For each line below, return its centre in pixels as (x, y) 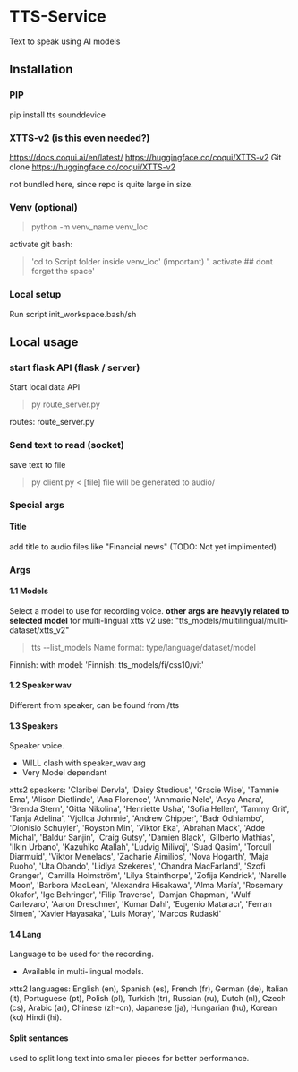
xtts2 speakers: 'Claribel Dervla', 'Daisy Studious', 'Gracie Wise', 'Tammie (145, 790)
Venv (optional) (44, 207)
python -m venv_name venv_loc (89, 227)
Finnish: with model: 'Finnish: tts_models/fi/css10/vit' (106, 664)
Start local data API (45, 387)
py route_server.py (65, 404)
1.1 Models (29, 591)
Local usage (44, 342)
